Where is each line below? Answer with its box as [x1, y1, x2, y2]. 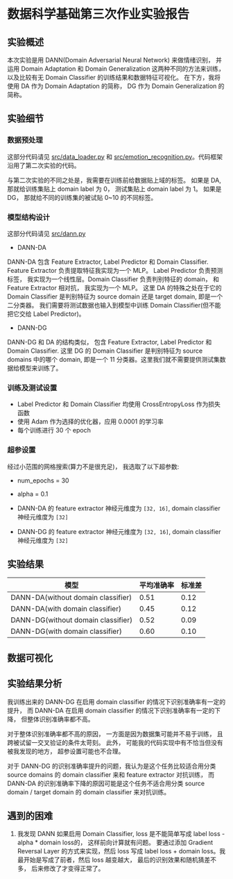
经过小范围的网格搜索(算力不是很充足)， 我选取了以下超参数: [7, 462, 180, 471]
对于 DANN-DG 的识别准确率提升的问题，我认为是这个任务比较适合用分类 [7, 762, 216, 770]
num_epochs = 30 [17, 476, 69, 485]
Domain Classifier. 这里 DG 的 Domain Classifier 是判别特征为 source [7, 346, 203, 355]
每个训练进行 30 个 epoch [17, 426, 92, 435]
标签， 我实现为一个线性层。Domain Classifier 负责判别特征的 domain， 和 [7, 275, 220, 283]
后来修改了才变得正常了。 [31, 864, 105, 873]
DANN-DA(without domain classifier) [10, 593, 132, 603]
